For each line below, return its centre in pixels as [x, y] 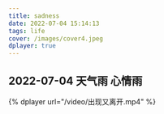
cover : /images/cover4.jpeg [56, 38]
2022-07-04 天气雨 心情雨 [76, 80]
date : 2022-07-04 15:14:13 [54, 23]
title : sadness [34, 16]
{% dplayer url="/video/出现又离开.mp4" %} [82, 101]
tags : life [27, 31]
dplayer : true [32, 46]
